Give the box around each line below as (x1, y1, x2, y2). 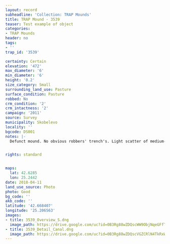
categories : (5, 26, 30, 31)
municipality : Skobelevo (5, 120, 58, 125)
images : (5, 213, 22, 218)
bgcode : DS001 (5, 129, 35, 134)
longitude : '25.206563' (5, 208, 56, 213)
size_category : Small (5, 82, 51, 87)
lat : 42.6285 (10, 170, 37, 176)
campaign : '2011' (5, 111, 42, 116)
